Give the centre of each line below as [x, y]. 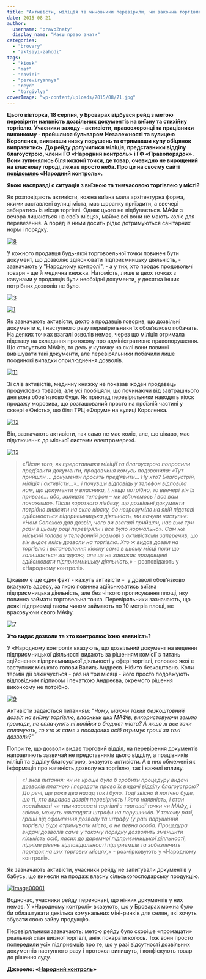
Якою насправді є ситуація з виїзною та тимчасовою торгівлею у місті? [103, 185]
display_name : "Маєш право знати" [56, 35]
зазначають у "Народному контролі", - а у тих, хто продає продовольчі [100, 266]
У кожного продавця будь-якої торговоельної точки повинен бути [93, 253]
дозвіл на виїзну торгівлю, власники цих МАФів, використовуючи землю [102, 717]
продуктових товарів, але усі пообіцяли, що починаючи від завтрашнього [103, 390]
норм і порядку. [28, 229]
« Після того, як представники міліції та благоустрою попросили [106, 464]
